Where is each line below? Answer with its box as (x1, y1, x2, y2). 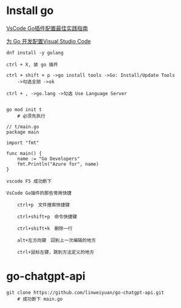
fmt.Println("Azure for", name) (17, 161, 99, 167)
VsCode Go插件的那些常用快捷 (6, 190, 72, 196)
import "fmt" (6, 140, 39, 146)
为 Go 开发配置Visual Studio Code (6, 37, 91, 45)
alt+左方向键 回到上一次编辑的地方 (17, 237, 96, 243)
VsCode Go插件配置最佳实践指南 (6, 24, 88, 32)
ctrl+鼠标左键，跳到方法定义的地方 (17, 249, 94, 255)
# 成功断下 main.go (17, 296, 63, 302)
